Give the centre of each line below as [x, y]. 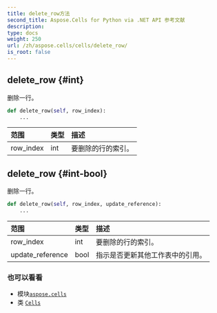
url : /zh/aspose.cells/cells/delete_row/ [68, 46]
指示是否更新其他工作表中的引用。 [151, 255]
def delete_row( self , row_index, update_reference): [84, 205]
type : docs [23, 33]
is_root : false [29, 53]
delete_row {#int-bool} [58, 173]
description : [26, 26]
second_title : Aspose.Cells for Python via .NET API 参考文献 [96, 20]
